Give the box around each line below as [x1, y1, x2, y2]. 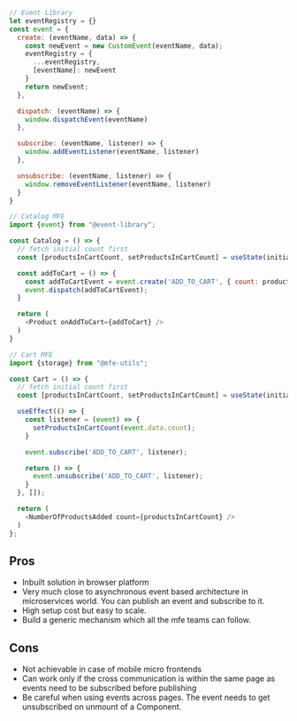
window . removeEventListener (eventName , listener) [25, 180, 212, 189]
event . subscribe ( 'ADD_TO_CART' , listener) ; [25, 447, 188, 456]
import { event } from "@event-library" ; [9, 221, 156, 229]
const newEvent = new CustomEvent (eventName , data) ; [25, 41, 224, 50]
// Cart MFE [9, 350, 53, 359]
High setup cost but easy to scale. [21, 605, 148, 616]
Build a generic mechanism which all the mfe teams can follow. [21, 615, 252, 625]
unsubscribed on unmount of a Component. [21, 702, 182, 712]
